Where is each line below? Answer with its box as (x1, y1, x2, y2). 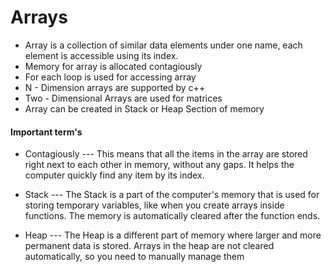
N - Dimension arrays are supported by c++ (24, 81, 206, 93)
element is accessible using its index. (24, 49, 179, 61)
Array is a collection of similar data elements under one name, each (24, 39, 303, 51)
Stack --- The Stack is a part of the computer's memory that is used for (24, 189, 320, 201)
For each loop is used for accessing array (24, 71, 197, 83)
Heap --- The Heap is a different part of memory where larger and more (24, 229, 322, 241)
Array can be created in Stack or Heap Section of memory (24, 102, 265, 115)
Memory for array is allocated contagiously (24, 60, 203, 72)
